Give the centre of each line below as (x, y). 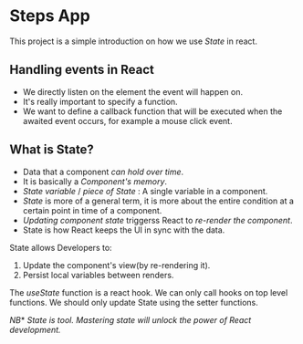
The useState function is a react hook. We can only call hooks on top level (149, 292)
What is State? (52, 150)
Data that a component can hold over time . (103, 172)
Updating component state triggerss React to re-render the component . (157, 220)
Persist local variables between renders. (98, 275)
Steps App (50, 16)
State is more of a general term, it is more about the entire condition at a (158, 201)
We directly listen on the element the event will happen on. (133, 91)
